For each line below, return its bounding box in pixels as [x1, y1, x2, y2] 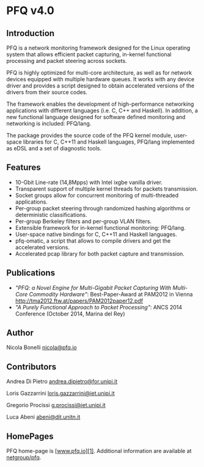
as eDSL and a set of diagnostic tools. [6, 145, 102, 152]
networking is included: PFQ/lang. [6, 120, 92, 127]
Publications [6, 268, 56, 278]
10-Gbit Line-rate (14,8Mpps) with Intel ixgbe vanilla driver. [15, 178, 163, 186]
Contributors [6, 361, 57, 372]
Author [6, 328, 34, 338]
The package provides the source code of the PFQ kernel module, [6, 132, 173, 139]
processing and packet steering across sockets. [6, 57, 127, 64]
